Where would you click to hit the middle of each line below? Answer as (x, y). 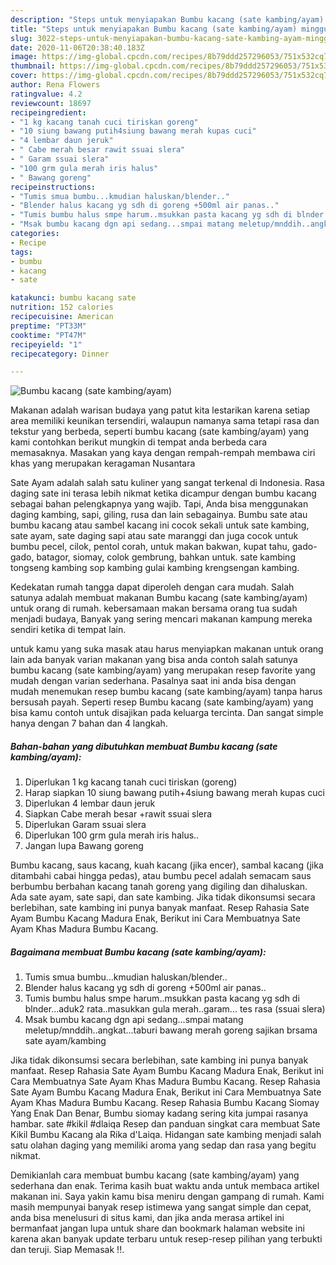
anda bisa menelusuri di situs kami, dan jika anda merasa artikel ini (147, 1218)
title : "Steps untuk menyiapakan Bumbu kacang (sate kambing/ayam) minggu (169, 29)
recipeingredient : (48, 112)
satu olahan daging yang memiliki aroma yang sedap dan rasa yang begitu (163, 1145)
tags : (21, 252)
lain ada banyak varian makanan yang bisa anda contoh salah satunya (154, 660)
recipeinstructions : (53, 187)
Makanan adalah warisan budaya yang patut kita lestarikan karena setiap (160, 410)
